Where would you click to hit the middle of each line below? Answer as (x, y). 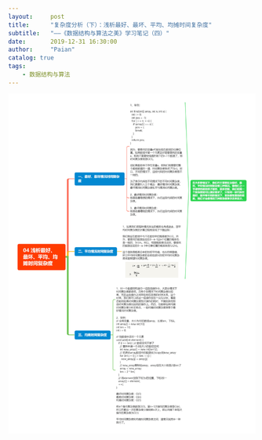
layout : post (36, 16)
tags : (17, 67)
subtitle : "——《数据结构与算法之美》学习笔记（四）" (89, 33)
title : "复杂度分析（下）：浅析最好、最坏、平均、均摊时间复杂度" (110, 25)
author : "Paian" (42, 50)
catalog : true (31, 58)
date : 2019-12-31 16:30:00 (63, 42)
